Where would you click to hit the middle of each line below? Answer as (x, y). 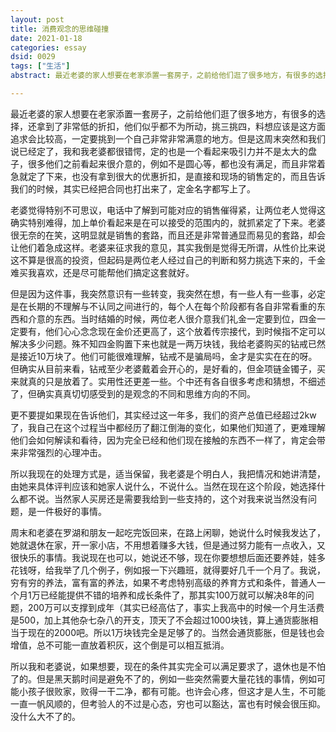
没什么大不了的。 (45, 716)
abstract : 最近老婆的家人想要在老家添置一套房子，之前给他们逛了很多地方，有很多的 (163, 76)
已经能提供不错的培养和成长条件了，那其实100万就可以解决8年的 (172, 595)
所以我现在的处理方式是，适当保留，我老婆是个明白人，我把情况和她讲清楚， (168, 473)
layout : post (37, 19)
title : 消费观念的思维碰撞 (60, 29)
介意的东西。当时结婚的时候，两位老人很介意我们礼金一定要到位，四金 (172, 318)
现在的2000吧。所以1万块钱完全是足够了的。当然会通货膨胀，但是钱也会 (176, 632)
